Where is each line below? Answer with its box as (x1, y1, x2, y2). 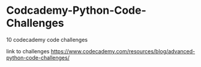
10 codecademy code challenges (6, 36, 88, 43)
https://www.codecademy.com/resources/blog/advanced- (50, 47, 196, 54)
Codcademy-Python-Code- (6, 4, 147, 17)
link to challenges (6, 47, 50, 54)
